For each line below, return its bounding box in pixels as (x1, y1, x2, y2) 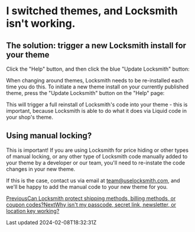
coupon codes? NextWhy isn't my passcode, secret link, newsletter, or (6, 201, 176, 208)
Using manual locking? (6, 131, 92, 141)
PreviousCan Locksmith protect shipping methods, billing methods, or (6, 195, 176, 202)
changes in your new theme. (6, 165, 76, 173)
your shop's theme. (6, 114, 53, 120)
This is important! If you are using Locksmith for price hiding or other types (6, 147, 189, 154)
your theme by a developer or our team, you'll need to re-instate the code (6, 159, 185, 166)
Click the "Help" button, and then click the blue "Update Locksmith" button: (6, 65, 190, 72)
